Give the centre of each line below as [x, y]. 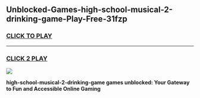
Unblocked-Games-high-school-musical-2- [90, 10]
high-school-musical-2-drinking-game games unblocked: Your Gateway [98, 82]
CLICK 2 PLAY [27, 58]
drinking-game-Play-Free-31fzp [67, 19]
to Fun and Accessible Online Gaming [54, 88]
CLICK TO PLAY [29, 36]
